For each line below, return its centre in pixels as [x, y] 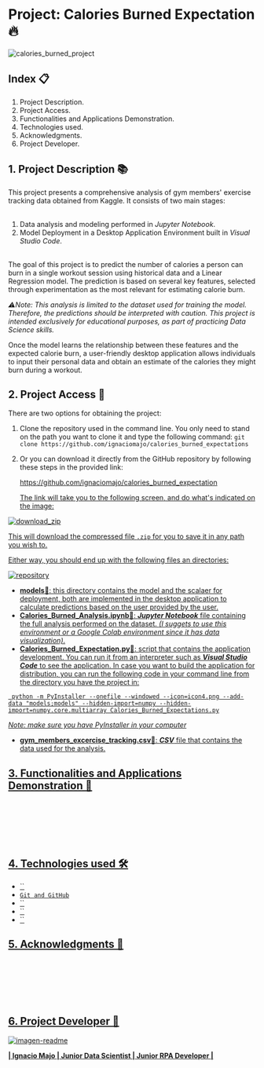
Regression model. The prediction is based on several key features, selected [132, 281]
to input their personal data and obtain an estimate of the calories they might [132, 361]
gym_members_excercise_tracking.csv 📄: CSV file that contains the [131, 741]
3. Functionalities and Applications [95, 773]
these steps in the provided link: [71, 467]
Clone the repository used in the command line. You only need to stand [134, 429]
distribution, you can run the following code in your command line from [134, 674]
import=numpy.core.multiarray [58, 711]
